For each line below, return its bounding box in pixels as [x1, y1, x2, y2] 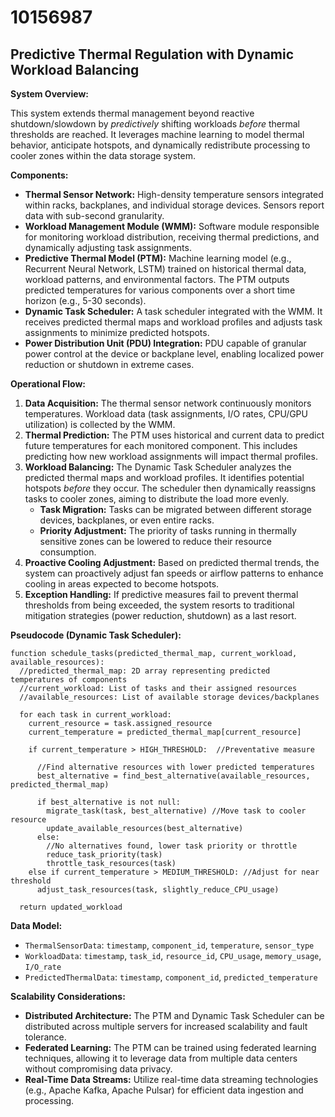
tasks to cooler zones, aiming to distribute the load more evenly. [24, 493, 290, 505]
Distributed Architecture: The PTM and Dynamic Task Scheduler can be [24, 1010, 325, 1021]
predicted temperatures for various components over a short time [24, 284, 296, 296]
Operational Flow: [10, 378, 87, 390]
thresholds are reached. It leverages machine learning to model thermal [10, 129, 305, 140]
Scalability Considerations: [10, 991, 126, 1002]
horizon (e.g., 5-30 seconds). [24, 295, 147, 306]
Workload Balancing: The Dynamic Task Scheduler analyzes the [24, 461, 292, 473]
